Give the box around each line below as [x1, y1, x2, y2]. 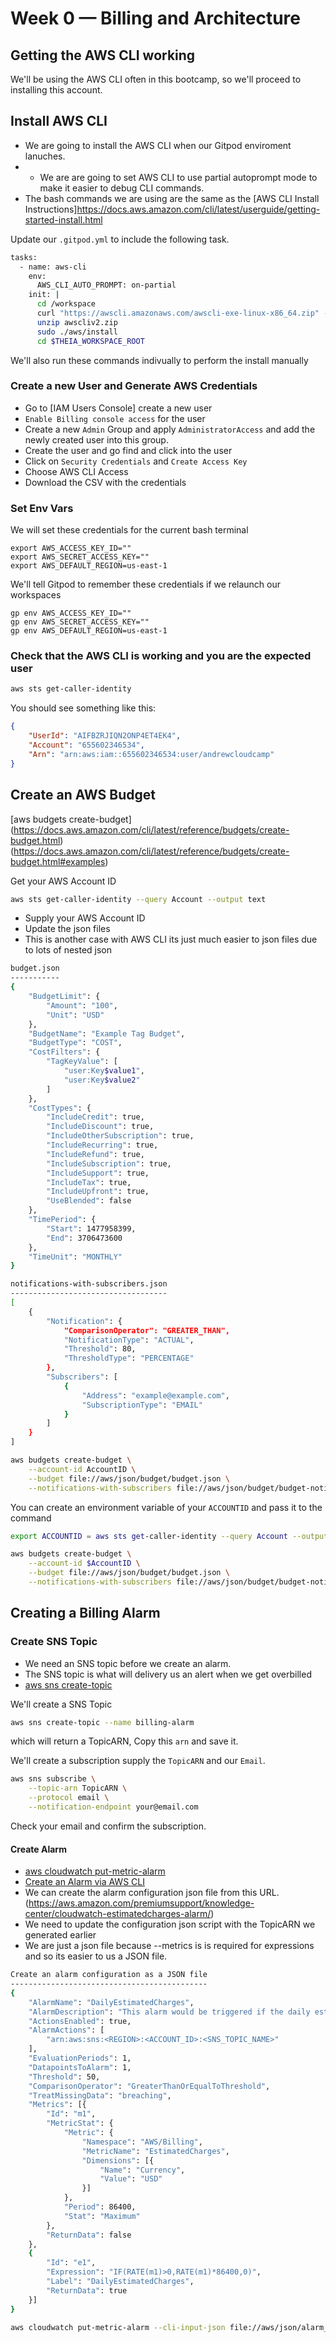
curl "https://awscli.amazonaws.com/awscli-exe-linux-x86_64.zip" [36, 308, 320, 319]
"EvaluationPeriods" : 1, [28, 2053, 132, 2064]
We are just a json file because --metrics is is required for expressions [24, 1940, 315, 1952]
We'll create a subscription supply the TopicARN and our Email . [10, 1755, 266, 1767]
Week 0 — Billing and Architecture [10, 7, 301, 30]
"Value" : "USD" [99, 2174, 163, 2184]
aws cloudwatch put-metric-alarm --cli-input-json [10, 2322, 226, 2332]
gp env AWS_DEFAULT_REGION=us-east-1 [10, 626, 168, 636]
